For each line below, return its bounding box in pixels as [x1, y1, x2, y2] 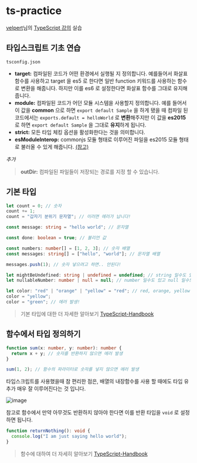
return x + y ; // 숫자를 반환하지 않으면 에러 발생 [11, 350, 123, 356]
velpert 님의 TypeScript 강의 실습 [6, 24, 82, 31]
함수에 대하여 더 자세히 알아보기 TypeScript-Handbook [20, 450, 148, 457]
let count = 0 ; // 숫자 [6, 203, 62, 209]
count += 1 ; [6, 208, 35, 215]
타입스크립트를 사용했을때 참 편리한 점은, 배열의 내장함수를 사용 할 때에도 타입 [6, 378, 183, 385]
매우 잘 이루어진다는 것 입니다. [16, 385, 86, 392]
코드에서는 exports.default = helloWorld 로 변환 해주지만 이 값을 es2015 [14, 114, 186, 121]
